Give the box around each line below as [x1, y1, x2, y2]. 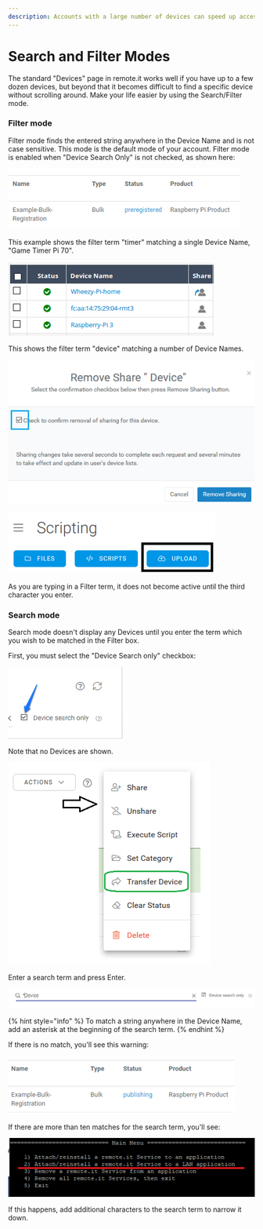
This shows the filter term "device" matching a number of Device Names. [8, 344, 244, 353]
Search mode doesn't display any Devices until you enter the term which [8, 628, 243, 637]
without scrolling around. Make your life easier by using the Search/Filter [8, 90, 243, 100]
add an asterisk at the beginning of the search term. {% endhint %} [8, 1025, 225, 1034]
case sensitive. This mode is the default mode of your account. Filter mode [8, 144, 250, 153]
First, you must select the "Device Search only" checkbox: [8, 651, 196, 661]
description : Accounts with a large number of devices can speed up [8, 13, 236, 20]
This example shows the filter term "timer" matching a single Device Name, [8, 237, 250, 246]
